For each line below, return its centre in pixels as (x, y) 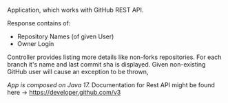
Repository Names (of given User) (65, 36)
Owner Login (35, 44)
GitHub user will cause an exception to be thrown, (78, 72)
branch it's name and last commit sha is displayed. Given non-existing (106, 64)
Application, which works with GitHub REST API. (75, 10)
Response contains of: (39, 23)
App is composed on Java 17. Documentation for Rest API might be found (111, 85)
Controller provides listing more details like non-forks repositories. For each (114, 57)
